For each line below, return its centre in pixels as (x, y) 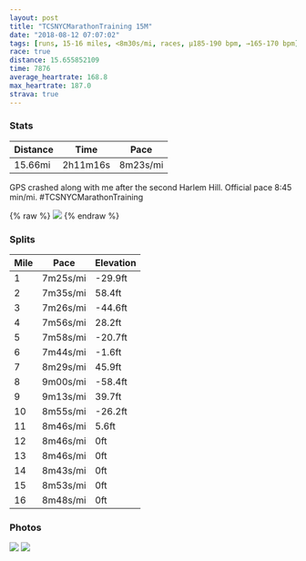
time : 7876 (30, 69)
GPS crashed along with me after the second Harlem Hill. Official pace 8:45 (151, 187)
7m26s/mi (64, 308)
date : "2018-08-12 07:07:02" (65, 35)
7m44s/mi (64, 352)
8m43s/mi (64, 471)
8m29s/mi (64, 367)
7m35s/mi (64, 293)
